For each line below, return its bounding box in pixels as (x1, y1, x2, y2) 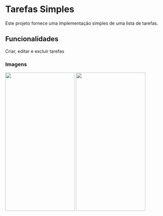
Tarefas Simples (5, 4, 75, 15)
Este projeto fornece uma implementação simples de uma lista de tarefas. (5, 20, 158, 26)
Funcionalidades (5, 35, 59, 43)
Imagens (5, 60, 27, 67)
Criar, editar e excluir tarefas (5, 48, 65, 54)
